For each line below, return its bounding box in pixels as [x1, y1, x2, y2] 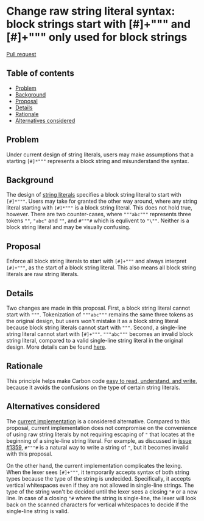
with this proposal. [6, 450, 53, 457]
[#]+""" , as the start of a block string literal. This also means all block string [6, 264, 197, 271]
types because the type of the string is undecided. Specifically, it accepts [6, 475, 191, 482]
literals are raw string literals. [6, 271, 79, 278]
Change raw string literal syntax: [6, 4, 175, 18]
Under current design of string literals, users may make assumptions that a [6, 151, 194, 158]
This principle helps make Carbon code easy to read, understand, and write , [6, 377, 197, 384]
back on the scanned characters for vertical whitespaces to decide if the [6, 501, 189, 508]
